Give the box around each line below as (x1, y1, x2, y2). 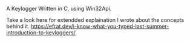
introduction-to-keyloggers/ (6, 29, 76, 36)
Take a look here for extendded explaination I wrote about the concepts (6, 17, 185, 23)
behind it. (6, 23, 30, 30)
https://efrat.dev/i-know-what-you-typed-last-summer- (31, 23, 169, 30)
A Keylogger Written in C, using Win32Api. (6, 5, 112, 12)
